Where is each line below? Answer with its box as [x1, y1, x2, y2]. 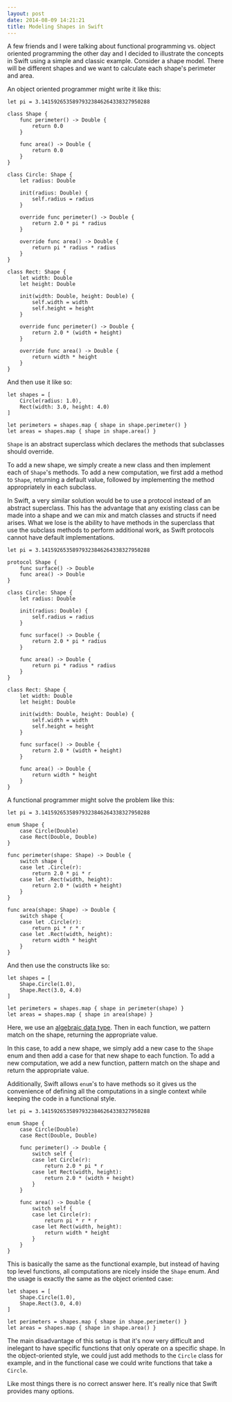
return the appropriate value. [7, 1067, 89, 1075]
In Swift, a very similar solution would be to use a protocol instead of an [7, 496, 211, 505]
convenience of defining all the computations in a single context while [7, 1087, 206, 1096]
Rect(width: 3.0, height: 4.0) [19, 403, 110, 410]
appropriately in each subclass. [7, 483, 97, 492]
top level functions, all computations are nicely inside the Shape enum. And [7, 1267, 220, 1276]
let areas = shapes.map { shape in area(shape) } [7, 1011, 154, 1018]
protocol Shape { [7, 559, 57, 566]
